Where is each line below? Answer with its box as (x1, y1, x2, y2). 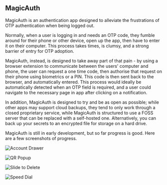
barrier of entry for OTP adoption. (5, 48, 74, 54)
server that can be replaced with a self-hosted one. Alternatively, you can (5, 115, 156, 121)
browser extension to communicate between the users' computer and (5, 63, 149, 69)
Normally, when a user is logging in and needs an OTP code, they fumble (5, 32, 155, 38)
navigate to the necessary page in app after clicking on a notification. (5, 89, 148, 95)
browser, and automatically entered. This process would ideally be (5, 79, 142, 85)
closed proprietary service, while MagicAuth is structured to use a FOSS (5, 110, 154, 116)
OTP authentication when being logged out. (5, 22, 95, 28)
